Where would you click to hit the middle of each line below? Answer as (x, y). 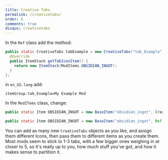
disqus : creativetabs (28, 28)
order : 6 (14, 19)
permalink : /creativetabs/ (33, 14)
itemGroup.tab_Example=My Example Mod (45, 94)
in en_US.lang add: (24, 84)
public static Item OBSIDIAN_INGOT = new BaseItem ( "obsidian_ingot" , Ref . (85, 121)
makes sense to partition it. (33, 152)
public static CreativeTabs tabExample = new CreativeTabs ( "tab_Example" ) (85, 52)
